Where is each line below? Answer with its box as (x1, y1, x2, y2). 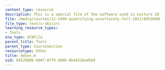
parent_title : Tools (5, 39, 48, 44)
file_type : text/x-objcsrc (5, 21, 60, 26)
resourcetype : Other (5, 48, 48, 53)
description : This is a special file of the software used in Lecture (5, 12, 153, 17)
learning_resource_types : (5, 26, 58, 31)
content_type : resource (5, 7, 54, 12)
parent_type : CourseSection (5, 44, 63, 49)
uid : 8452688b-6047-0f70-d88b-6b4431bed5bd (5, 58, 96, 63)
